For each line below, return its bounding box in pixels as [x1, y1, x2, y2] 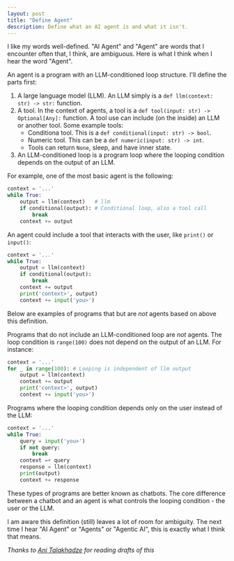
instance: [7, 345, 34, 353]
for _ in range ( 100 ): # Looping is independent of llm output [7, 365, 192, 372]
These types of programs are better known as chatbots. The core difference [7, 489, 226, 498]
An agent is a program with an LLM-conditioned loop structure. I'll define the [7, 70, 227, 79]
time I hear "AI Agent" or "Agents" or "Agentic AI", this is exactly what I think [7, 525, 226, 533]
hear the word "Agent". [7, 57, 73, 66]
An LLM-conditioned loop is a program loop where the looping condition [17, 151, 225, 159]
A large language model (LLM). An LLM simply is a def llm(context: [17, 91, 214, 100]
